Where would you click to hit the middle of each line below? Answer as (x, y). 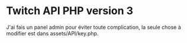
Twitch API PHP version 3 (70, 11)
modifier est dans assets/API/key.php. (52, 33)
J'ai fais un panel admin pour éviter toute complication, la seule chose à (94, 27)
